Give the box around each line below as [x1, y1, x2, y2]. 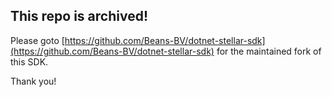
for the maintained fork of [216, 45, 322, 57]
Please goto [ [10, 34, 65, 46]
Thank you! [10, 75, 57, 87]
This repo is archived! [10, 8, 148, 25]
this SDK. [10, 55, 49, 68]
